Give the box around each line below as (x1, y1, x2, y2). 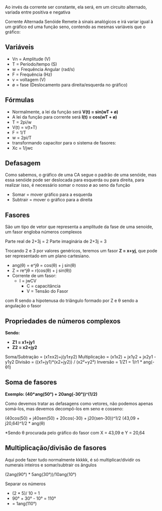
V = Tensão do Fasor (26, 288, 68, 294)
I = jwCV (19, 278, 37, 284)
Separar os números (5, 481, 46, 487)
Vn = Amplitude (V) (12, 56, 51, 62)
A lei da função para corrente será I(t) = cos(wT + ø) (12, 114, 117, 120)
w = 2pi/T (12, 135, 32, 141)
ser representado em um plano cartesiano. (5, 253, 90, 259)
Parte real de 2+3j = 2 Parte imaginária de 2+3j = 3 (5, 238, 107, 245)
